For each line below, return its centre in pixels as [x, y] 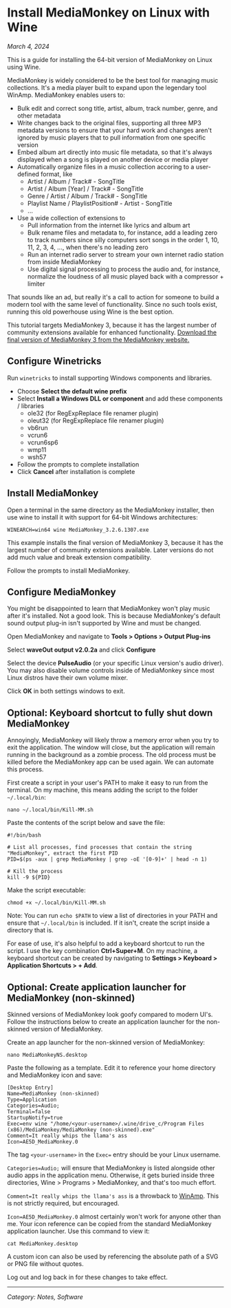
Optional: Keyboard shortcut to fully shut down [110, 712]
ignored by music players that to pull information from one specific [111, 137]
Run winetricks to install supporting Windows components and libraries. [110, 378]
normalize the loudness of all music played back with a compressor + [125, 276]
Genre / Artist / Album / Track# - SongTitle [87, 196]
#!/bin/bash [24, 835]
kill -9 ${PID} [29, 878]
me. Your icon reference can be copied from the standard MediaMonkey [109, 1224]
